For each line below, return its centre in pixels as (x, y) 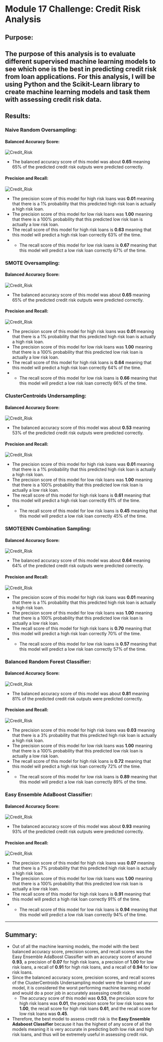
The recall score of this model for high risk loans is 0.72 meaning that (81, 761)
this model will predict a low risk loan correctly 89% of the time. (83, 782)
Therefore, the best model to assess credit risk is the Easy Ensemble (81, 1019)
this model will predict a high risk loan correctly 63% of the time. (77, 234)
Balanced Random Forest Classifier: (48, 661)
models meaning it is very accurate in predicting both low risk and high (83, 1029)
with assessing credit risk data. (53, 99)
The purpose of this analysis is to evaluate (70, 54)
